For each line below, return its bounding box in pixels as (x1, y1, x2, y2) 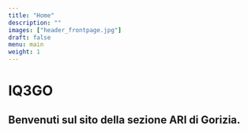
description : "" (8, 19, 62, 27)
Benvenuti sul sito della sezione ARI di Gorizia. (8, 113, 241, 126)
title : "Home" (8, 11, 55, 20)
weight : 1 (8, 48, 41, 56)
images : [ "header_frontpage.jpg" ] (8, 26, 122, 34)
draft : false (8, 33, 51, 42)
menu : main (8, 41, 44, 49)
